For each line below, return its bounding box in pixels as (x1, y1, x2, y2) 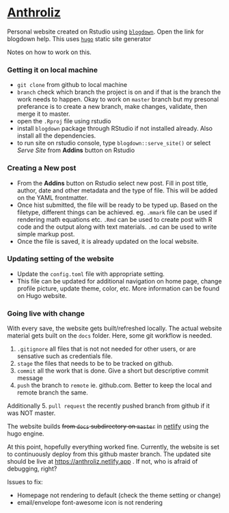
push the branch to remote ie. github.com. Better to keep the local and (16, 381, 212, 390)
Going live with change (7, 308, 85, 318)
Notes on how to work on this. (7, 48, 92, 56)
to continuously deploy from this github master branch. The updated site (7, 450, 211, 458)
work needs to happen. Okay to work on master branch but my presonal (16, 95, 219, 103)
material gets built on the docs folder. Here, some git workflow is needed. (7, 331, 213, 340)
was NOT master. (7, 409, 56, 417)
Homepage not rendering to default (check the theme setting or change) (16, 491, 221, 499)
